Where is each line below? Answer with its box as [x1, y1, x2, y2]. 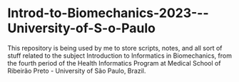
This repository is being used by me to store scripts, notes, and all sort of [7, 43, 223, 52]
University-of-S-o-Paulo [7, 20, 156, 36]
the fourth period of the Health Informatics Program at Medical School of [7, 58, 221, 67]
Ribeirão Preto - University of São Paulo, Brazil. [7, 66, 146, 75]
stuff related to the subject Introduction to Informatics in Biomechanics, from [7, 51, 232, 60]
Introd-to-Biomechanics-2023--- [7, 5, 209, 21]
